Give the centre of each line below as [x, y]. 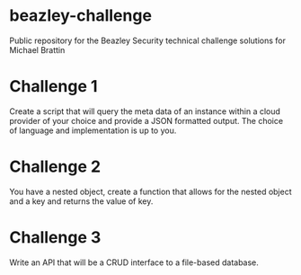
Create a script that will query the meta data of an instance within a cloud [145, 111]
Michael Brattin [37, 49]
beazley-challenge [81, 16]
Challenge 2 [55, 167]
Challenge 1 [53, 87]
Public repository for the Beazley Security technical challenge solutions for [147, 40]
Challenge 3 [55, 237]
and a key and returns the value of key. [81, 201]
